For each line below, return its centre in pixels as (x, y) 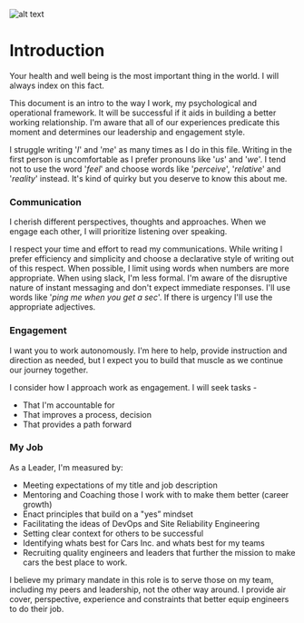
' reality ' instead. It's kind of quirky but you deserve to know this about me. (148, 178)
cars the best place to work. (75, 562)
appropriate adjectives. (53, 307)
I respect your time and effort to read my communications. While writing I (146, 249)
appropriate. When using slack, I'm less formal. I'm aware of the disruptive (148, 278)
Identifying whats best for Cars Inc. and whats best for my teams (143, 543)
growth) (37, 504)
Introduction (57, 51)
